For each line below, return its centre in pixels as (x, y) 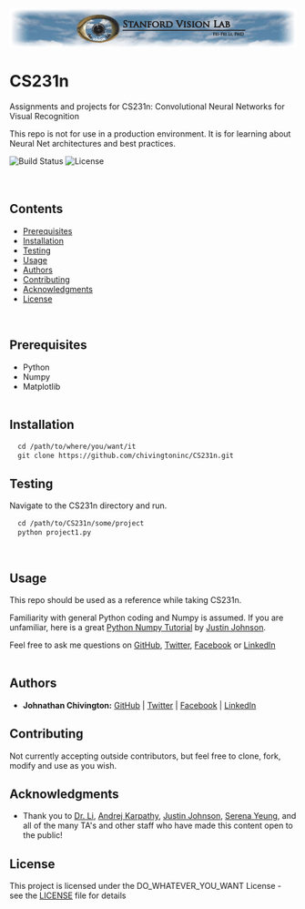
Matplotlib (41, 386)
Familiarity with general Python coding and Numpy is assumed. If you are (147, 618)
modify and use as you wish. (63, 765)
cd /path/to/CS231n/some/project (81, 524)
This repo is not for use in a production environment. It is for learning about (150, 133)
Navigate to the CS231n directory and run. (88, 506)
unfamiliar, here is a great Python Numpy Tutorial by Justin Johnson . (138, 627)
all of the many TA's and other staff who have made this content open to (158, 826)
